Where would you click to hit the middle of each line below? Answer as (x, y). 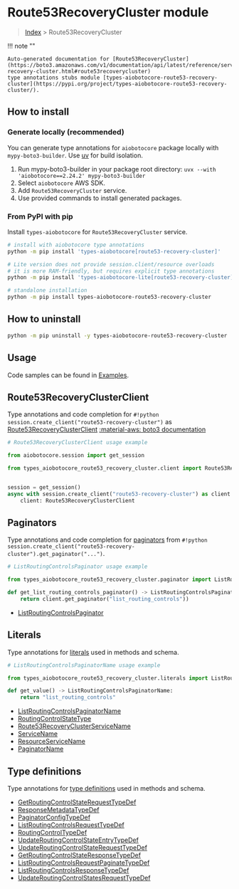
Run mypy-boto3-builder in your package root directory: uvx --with (117, 169)
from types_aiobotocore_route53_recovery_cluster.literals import (108, 678)
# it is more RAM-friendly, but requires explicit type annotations (111, 271)
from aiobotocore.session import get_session (76, 456)
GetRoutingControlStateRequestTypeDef (77, 802)
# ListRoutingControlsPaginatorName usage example (84, 665)
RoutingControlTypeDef (52, 833)
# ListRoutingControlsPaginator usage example (78, 567)
